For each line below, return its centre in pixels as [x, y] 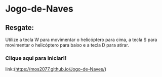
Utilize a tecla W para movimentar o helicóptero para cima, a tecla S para [81, 40]
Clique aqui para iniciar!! [36, 58]
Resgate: [20, 28]
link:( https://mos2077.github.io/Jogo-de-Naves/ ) [56, 69]
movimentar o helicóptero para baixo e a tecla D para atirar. [67, 45]
